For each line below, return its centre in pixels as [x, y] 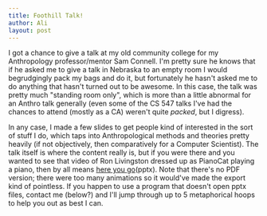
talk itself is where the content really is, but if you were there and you [122, 152]
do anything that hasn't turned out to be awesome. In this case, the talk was [133, 87]
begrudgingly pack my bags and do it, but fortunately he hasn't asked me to [133, 78]
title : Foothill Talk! [46, 15]
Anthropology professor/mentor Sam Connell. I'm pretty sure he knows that [132, 61]
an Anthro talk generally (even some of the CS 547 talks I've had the [120, 103]
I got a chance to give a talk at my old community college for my [114, 53]
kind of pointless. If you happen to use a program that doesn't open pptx [128, 187]
